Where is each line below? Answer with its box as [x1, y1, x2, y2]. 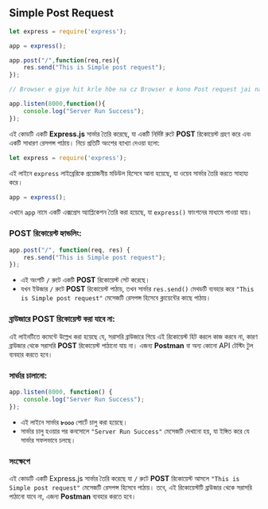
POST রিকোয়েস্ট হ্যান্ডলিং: [9, 228, 82, 239]
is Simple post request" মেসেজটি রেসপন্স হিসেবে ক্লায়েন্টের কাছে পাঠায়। [20, 293, 212, 303]
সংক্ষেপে [9, 456, 30, 467]
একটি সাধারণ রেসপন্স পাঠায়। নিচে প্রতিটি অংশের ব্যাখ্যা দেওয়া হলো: [9, 138, 160, 147]
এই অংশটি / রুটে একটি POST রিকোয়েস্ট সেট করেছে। [20, 275, 150, 285]
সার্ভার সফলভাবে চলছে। [20, 435, 76, 444]
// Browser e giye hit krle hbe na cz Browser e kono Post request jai [9, 85, 251, 94]
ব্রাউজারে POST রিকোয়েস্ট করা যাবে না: [9, 314, 115, 325]
